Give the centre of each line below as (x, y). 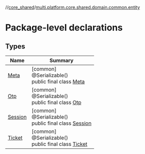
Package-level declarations (64, 28)
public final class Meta (58, 82)
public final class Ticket (59, 144)
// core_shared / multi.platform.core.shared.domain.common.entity (73, 7)
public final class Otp (57, 102)
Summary (62, 60)
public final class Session (62, 123)
